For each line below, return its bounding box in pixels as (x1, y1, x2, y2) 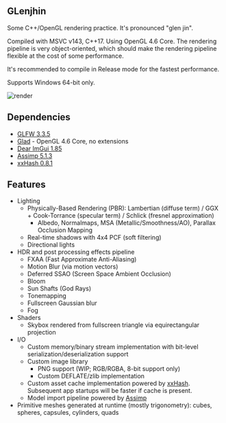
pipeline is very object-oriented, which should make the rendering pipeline (7, 44, 217, 52)
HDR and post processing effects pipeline (16, 248, 135, 256)
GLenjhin (7, 5, 47, 17)
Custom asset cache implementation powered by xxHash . (27, 379, 190, 387)
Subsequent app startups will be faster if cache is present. (27, 387, 192, 395)
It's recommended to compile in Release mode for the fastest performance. (7, 65, 220, 73)
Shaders (16, 314, 41, 322)
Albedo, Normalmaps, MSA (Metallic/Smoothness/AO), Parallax (37, 219, 216, 227)
